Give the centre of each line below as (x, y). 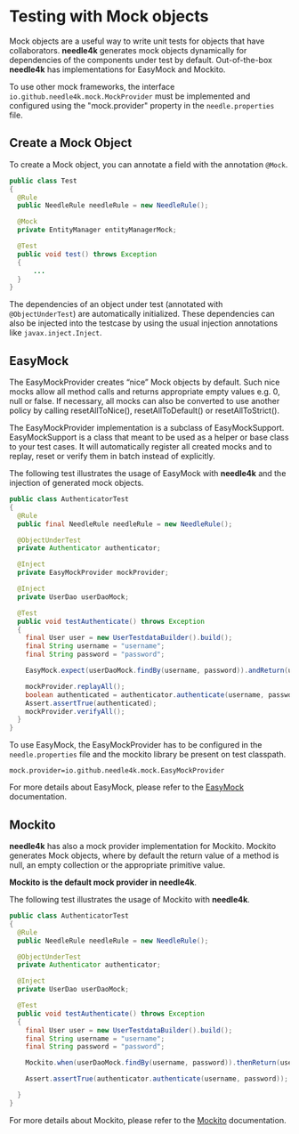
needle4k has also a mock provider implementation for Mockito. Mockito (143, 846)
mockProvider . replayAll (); (75, 686)
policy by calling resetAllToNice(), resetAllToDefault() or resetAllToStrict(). (145, 410)
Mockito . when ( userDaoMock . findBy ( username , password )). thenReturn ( (153, 1063)
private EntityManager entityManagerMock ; (97, 230)
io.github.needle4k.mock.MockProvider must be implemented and (130, 96)
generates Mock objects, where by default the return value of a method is (144, 855)
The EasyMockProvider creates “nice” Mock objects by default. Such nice (145, 382)
